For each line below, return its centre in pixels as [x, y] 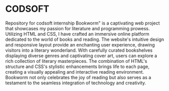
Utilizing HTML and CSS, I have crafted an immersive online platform [77, 34]
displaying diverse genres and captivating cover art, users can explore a [81, 55]
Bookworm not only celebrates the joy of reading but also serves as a [78, 77]
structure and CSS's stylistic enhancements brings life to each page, [77, 66]
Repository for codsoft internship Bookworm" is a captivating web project [82, 23]
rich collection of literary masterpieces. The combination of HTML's [76, 61]
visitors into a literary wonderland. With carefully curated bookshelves [79, 50]
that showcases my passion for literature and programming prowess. [78, 28]
